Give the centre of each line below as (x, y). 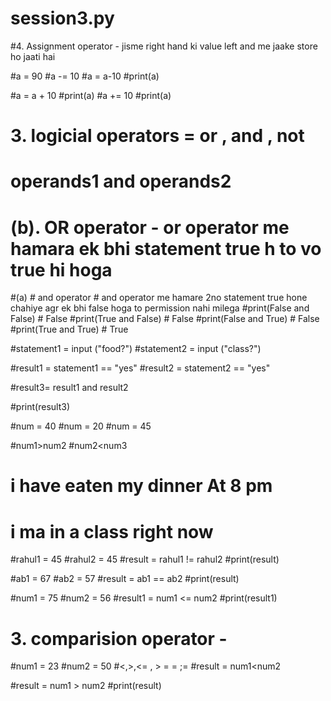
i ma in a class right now (112, 531)
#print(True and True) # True (69, 329)
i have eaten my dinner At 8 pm (141, 486)
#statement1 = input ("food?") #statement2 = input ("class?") (136, 349)
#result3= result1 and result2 (69, 388)
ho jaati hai (33, 56)
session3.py (62, 18)
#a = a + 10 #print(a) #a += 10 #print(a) (91, 95)
